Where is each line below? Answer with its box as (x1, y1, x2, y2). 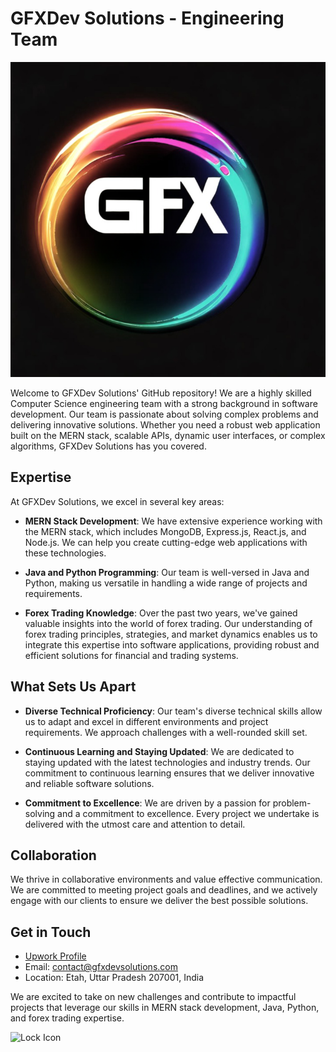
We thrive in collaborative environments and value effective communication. (10, 873, 323, 886)
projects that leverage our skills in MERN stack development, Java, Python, (10, 1002, 320, 1014)
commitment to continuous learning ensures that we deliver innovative (24, 767, 315, 779)
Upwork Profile (24, 950, 87, 962)
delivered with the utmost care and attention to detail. (24, 818, 246, 830)
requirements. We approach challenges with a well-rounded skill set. (24, 726, 308, 738)
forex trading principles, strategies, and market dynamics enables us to (24, 628, 318, 640)
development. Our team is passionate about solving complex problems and (10, 408, 319, 420)
